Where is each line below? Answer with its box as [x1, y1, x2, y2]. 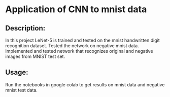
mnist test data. [5, 87, 38, 93]
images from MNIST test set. [5, 53, 65, 59]
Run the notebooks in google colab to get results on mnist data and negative [5, 81, 165, 87]
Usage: [5, 68, 29, 77]
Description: [5, 24, 46, 33]
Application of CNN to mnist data [5, 4, 147, 15]
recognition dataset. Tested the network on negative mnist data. [5, 43, 139, 49]
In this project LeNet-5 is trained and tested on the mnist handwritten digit [5, 37, 160, 43]
